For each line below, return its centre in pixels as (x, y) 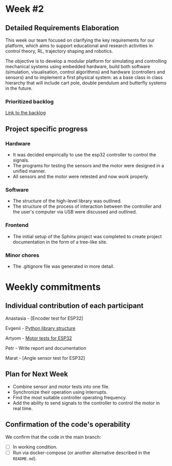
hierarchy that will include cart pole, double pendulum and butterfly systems (86, 83)
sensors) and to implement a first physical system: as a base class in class (84, 77)
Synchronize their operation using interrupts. (60, 392)
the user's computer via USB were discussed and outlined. (75, 212)
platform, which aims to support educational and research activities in (79, 46)
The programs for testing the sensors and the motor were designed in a (88, 165)
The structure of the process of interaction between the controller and (87, 206)
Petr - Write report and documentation (46, 348)
